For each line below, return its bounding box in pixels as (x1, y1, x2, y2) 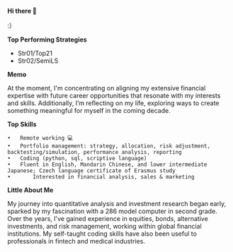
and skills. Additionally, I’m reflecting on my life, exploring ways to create (7, 99, 220, 107)
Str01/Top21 (17, 49, 53, 57)
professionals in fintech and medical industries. (7, 237, 145, 245)
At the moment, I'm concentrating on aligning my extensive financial (7, 84, 206, 92)
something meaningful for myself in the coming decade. (7, 107, 171, 114)
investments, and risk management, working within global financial (7, 222, 202, 230)
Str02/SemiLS (17, 56, 59, 65)
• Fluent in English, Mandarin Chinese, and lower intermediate (7, 161, 208, 168)
